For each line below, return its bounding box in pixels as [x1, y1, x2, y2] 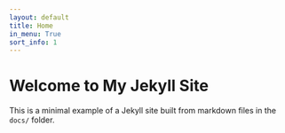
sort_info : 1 [9, 37, 58, 47]
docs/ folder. [9, 114, 55, 125]
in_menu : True [9, 29, 62, 38]
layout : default [9, 12, 69, 22]
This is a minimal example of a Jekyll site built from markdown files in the [9, 106, 277, 116]
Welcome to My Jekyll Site [9, 76, 209, 96]
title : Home [9, 21, 53, 30]
